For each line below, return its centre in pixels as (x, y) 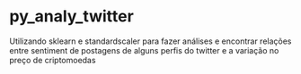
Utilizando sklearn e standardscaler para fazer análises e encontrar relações (150, 41)
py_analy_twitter (72, 16)
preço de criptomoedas (53, 60)
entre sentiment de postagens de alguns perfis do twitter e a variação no (144, 50)
